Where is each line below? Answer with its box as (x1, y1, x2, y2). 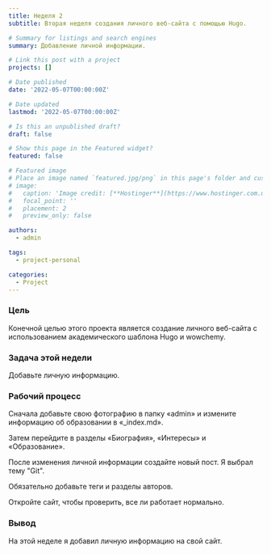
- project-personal (15, 256, 81, 264)
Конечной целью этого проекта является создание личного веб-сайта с (8, 323, 258, 332)
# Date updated (8, 100, 60, 108)
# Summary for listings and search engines (8, 34, 157, 42)
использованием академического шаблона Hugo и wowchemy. (8, 332, 226, 341)
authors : (8, 226, 38, 235)
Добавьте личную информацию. (8, 370, 120, 380)
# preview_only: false (8, 212, 92, 220)
